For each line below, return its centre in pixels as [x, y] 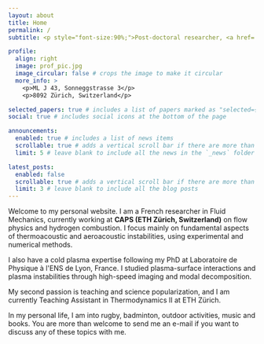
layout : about [31, 15]
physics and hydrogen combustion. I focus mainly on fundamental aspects [129, 228]
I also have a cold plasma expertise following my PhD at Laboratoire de [123, 260]
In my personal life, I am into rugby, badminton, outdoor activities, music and [132, 316]
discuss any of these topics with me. [68, 332]
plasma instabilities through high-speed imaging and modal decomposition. [130, 276]
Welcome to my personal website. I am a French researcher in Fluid [117, 211]
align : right [37, 59]
